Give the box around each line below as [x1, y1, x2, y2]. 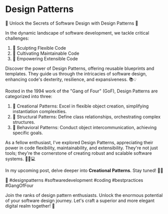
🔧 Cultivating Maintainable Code [12, 50, 79, 56]
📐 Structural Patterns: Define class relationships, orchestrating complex [12, 114, 161, 120]
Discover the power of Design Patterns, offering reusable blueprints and [5, 65, 154, 71]
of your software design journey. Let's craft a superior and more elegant [5, 197, 155, 203]
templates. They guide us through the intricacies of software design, [5, 70, 147, 76]
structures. [12, 119, 35, 125]
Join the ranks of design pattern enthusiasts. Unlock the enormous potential [5, 192, 163, 198]
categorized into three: [5, 93, 53, 99]
